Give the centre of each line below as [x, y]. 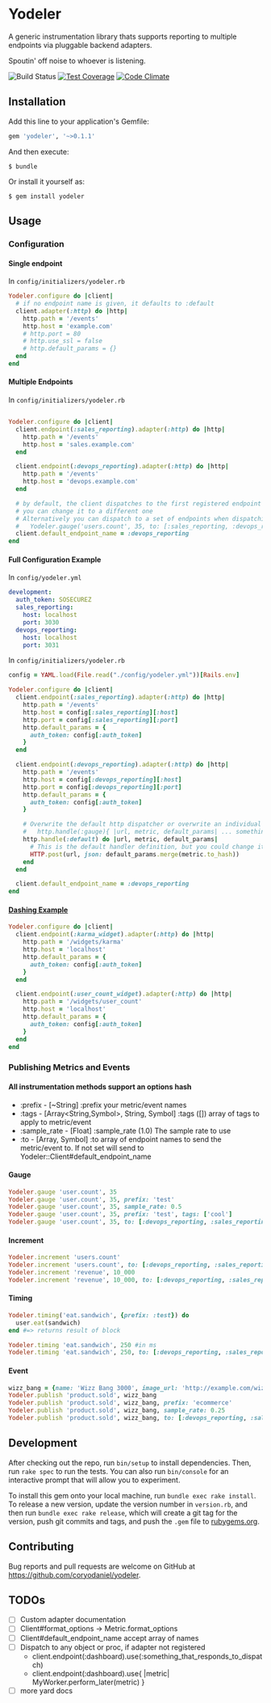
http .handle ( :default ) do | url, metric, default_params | [121, 839]
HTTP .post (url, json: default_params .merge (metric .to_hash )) [135, 854]
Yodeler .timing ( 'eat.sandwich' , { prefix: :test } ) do [99, 1315]
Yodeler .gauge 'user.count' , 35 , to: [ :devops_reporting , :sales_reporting [138, 1222]
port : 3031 [41, 645]
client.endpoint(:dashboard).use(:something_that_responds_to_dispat [147, 1656]
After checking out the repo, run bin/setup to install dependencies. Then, [130, 1462]
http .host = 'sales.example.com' [79, 444]
